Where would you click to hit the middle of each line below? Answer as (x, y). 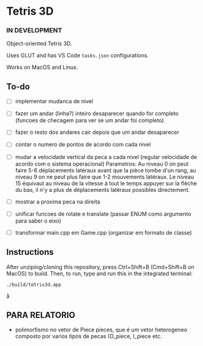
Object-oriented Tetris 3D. (39, 43)
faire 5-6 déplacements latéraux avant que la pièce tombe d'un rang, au (106, 170)
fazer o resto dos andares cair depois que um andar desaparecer (97, 132)
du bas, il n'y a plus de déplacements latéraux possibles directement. (102, 190)
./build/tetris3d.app (34, 285)
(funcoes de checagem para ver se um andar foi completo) (89, 120)
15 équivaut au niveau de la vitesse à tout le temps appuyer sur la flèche (106, 183)
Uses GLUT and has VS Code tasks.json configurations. (77, 56)
